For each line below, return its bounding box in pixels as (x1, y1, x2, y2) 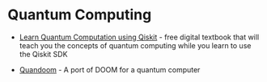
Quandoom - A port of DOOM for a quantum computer (19, 64, 201, 74)
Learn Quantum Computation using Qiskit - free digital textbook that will (19, 32, 260, 42)
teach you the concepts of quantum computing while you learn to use (19, 40, 252, 50)
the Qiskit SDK (19, 49, 68, 59)
